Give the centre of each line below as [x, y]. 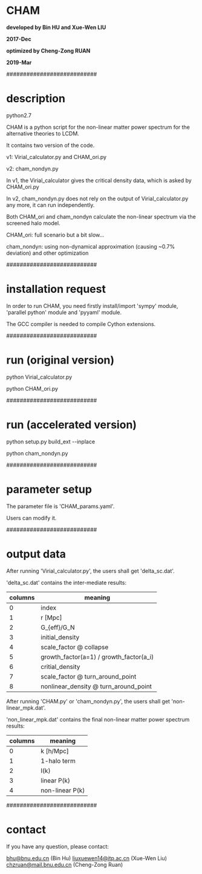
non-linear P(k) [63, 790]
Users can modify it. [31, 518]
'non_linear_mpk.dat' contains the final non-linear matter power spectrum [98, 719]
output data [36, 554]
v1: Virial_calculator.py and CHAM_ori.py [57, 157]
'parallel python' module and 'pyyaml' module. [64, 312]
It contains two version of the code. [50, 145]
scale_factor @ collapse [75, 647]
